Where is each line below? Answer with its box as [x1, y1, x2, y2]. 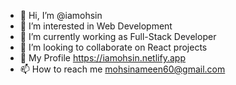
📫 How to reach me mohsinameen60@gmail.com [19, 63, 226, 75]
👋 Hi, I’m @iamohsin [19, 10, 103, 21]
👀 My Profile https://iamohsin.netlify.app [19, 52, 186, 64]
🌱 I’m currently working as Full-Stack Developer [19, 31, 217, 42]
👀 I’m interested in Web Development [19, 20, 173, 32]
